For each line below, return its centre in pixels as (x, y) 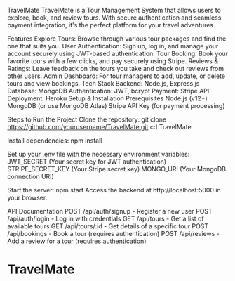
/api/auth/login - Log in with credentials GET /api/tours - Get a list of (106, 218)
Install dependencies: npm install (55, 140)
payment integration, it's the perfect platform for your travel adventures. (111, 25)
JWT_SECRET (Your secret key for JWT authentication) (87, 162)
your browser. (27, 197)
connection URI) (31, 176)
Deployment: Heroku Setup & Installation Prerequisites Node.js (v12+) (108, 98)
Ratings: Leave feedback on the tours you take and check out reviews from (116, 68)
